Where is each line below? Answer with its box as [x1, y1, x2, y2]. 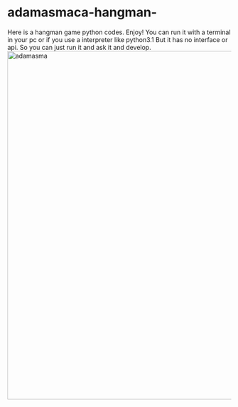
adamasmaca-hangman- [7, 4, 158, 21]
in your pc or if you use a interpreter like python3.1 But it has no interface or [7, 35, 229, 43]
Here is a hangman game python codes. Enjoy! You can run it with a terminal [7, 28, 231, 36]
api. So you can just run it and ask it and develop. [7, 43, 151, 51]
